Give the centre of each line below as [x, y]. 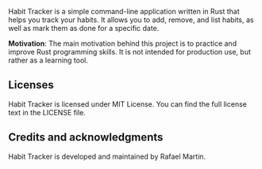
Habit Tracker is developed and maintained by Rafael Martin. [107, 156]
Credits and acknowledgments [86, 137]
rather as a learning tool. [48, 60]
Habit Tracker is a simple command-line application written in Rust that [124, 11]
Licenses [31, 85]
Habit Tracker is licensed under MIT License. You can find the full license [128, 104]
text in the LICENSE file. [47, 112]
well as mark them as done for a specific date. [84, 28]
